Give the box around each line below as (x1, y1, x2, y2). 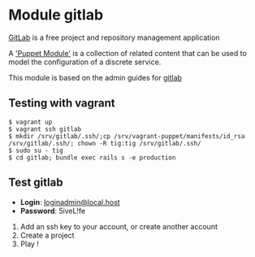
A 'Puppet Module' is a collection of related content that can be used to (8, 48, 248, 58)
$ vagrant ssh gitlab (8, 124, 82, 133)
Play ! (19, 238, 39, 249)
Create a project (19, 230, 75, 240)
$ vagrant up (8, 118, 53, 126)
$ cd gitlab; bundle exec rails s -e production (8, 153, 176, 162)
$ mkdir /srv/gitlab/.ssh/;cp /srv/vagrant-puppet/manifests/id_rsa (8, 132, 245, 140)
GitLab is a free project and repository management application (8, 33, 221, 42)
